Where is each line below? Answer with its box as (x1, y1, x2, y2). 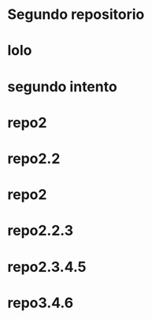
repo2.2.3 (7, 222, 74, 239)
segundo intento (7, 77, 117, 95)
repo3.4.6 (7, 294, 74, 312)
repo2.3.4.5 (7, 258, 87, 276)
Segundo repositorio (7, 6, 145, 24)
